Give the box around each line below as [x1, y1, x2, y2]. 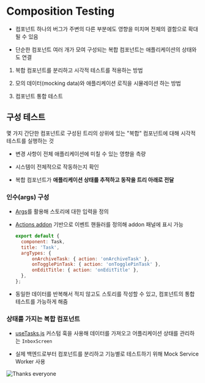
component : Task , [21, 238, 65, 245]
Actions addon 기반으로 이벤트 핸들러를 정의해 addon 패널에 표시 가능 [15, 221, 184, 228]
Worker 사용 [15, 358, 46, 365]
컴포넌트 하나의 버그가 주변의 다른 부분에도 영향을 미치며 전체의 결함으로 [15, 25, 187, 32]
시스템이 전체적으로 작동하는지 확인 [15, 163, 99, 170]
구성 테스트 [6, 112, 46, 123]
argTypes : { [21, 250, 51, 256]
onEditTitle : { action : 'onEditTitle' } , [31, 267, 140, 273]
